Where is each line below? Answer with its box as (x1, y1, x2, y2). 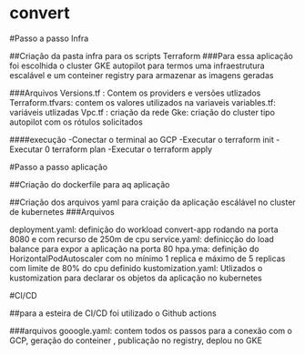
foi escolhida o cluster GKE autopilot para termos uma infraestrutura (9, 60, 266, 71)
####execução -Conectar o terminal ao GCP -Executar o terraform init (9, 134, 275, 145)
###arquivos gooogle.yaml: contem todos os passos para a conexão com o (9, 325, 293, 336)
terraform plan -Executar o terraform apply (51, 144, 212, 155)
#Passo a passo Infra (9, 33, 89, 44)
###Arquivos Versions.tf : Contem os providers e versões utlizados (9, 87, 261, 98)
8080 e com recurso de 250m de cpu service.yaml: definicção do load (9, 233, 275, 244)
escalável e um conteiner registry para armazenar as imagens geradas (9, 69, 274, 80)
